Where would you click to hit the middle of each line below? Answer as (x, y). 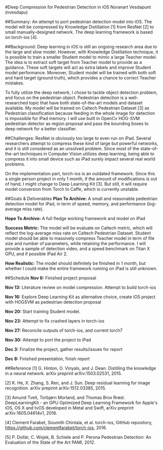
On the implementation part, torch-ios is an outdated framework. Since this (80, 174)
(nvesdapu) (17, 12)
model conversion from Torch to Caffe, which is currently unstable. (72, 189)
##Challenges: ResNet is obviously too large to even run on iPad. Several (78, 138)
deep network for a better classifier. (41, 129)
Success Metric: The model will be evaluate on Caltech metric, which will (79, 228)
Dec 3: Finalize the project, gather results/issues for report (64, 349)
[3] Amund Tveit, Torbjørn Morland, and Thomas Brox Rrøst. (65, 398)
